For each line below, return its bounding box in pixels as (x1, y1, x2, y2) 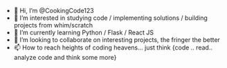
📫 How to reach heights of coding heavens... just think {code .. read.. (13, 43, 213, 52)
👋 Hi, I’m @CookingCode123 (13, 7, 95, 14)
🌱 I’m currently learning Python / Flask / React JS (13, 28, 154, 36)
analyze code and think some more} (13, 54, 117, 61)
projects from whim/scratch (13, 21, 93, 29)
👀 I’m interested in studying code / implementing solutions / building (13, 14, 208, 22)
